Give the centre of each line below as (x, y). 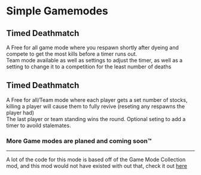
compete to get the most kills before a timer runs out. (72, 54)
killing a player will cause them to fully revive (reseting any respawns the (96, 106)
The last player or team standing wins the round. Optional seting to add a (96, 119)
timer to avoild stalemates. (39, 125)
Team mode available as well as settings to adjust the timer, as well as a (95, 60)
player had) (20, 113)
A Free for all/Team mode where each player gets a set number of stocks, (97, 99)
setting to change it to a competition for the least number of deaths (89, 67)
